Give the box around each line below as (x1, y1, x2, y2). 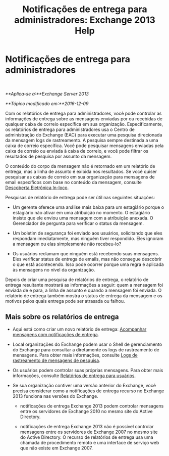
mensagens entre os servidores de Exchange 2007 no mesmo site (20, 429, 158, 435)
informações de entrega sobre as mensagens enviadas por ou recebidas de (5, 115, 163, 122)
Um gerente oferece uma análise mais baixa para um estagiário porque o (12, 204, 164, 210)
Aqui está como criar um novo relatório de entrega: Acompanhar (12, 326, 147, 332)
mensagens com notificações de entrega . (12, 331, 99, 337)
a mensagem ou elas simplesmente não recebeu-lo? (12, 241, 122, 247)
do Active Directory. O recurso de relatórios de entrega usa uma (20, 434, 153, 440)
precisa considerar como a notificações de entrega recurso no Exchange (12, 388, 164, 394)
